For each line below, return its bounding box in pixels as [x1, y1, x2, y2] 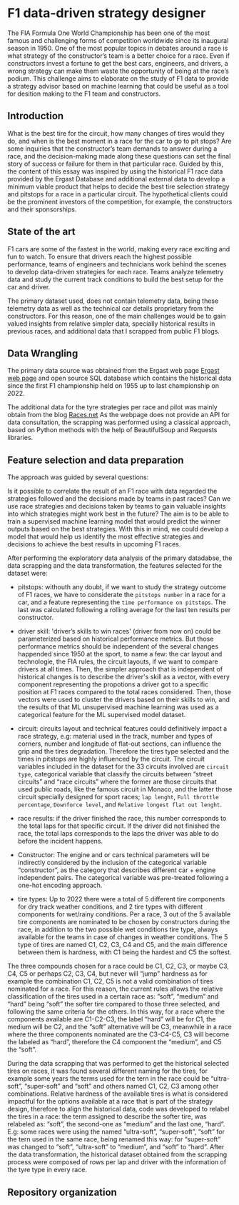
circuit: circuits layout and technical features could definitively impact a [17, 724, 228, 733]
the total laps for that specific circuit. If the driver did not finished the [17, 821, 220, 830]
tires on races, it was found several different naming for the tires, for [7, 1066, 208, 1076]
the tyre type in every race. [7, 1166, 88, 1174]
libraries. [7, 434, 34, 442]
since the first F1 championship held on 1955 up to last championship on [7, 381, 220, 390]
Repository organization [7, 1186, 118, 1198]
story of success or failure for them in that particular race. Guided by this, [7, 159, 223, 168]
